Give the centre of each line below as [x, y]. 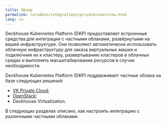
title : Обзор [19, 10]
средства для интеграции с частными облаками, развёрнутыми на [78, 39]
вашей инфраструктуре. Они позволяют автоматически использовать [81, 44]
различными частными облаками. [42, 116]
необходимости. [23, 66]
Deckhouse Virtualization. [39, 101]
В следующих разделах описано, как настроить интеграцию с [72, 111]
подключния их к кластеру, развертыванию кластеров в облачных [77, 55]
